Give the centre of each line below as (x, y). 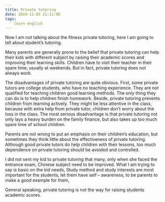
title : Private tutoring (31, 10)
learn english (28, 23)
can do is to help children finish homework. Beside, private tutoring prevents (82, 99)
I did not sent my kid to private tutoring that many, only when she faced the (81, 159)
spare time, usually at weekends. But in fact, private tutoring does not (76, 68)
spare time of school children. (35, 125)
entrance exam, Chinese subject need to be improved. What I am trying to (80, 165)
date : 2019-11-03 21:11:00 (33, 14)
